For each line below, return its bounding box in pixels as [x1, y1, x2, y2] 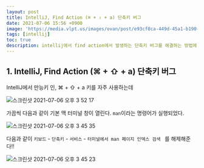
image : [6, 25, 23, 32]
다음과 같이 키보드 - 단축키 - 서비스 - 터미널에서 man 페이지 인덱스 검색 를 [6, 135, 170, 142]
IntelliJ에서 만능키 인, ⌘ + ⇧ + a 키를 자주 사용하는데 [6, 83, 134, 91]
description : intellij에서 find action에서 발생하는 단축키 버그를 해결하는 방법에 [6, 43, 197, 49]
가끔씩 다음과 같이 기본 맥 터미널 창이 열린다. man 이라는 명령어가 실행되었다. [6, 109, 185, 117]
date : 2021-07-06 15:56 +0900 [6, 20, 83, 26]
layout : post [6, 8, 39, 15]
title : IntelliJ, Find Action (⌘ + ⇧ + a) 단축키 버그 [6, 15, 141, 21]
